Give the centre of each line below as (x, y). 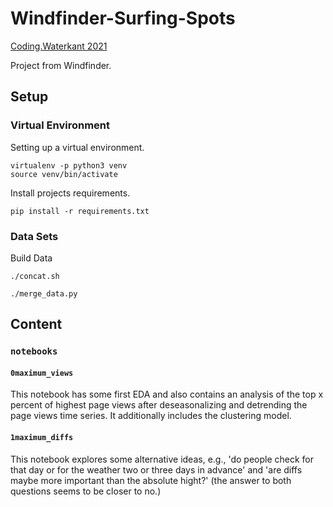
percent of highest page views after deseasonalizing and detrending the (159, 405)
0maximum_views (42, 373)
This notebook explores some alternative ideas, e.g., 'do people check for (162, 459)
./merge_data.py (44, 293)
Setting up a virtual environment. (77, 147)
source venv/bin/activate (64, 174)
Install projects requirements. (70, 193)
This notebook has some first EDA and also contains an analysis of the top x (167, 394)
